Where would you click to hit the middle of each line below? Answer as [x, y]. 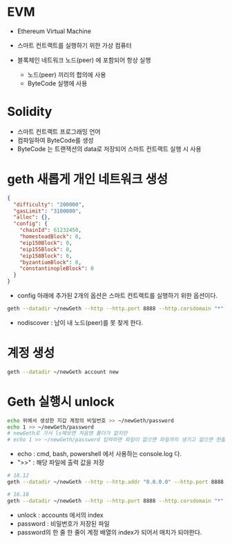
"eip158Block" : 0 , [46, 256]
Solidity [30, 112]
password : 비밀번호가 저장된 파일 [63, 523]
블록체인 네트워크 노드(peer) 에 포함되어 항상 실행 [84, 60]
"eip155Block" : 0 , [46, 249]
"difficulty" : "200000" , [49, 204]
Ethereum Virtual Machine [54, 31]
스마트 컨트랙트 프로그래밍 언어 [59, 131]
